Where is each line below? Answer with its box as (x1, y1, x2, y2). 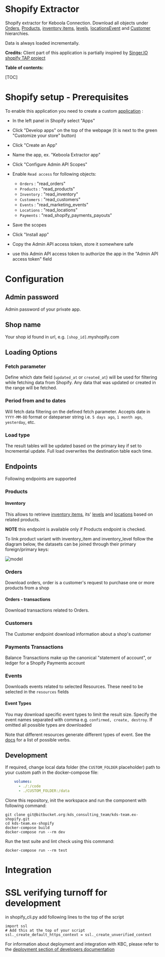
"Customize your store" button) (12, 133, 77, 138)
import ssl (5, 924, 28, 929)
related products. (5, 516, 41, 522)
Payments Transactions (5, 643, 63, 650)
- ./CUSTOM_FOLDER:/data (18, 788, 70, 794)
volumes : (14, 779, 32, 784)
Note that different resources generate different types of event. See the (5, 731, 151, 738)
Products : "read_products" (19, 186, 75, 192)
